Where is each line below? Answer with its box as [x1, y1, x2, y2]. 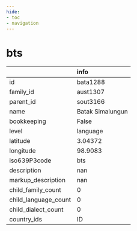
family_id [9, 88, 34, 97]
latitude [9, 137, 31, 145]
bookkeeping [9, 117, 46, 125]
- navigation [6, 20, 39, 26]
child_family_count [9, 186, 61, 194]
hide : [6, 8, 20, 15]
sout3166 [76, 98, 105, 106]
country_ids [9, 215, 42, 224]
